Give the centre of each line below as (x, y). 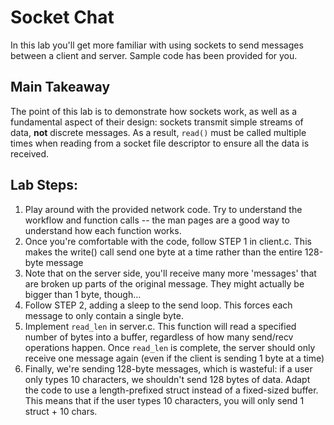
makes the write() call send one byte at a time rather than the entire (163, 252)
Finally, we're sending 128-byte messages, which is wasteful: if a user (168, 368)
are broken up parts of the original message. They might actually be (164, 283)
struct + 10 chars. (61, 411)
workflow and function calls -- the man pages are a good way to (157, 220)
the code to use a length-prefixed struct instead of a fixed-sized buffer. (171, 390)
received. (30, 153)
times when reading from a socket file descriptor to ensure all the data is (160, 143)
